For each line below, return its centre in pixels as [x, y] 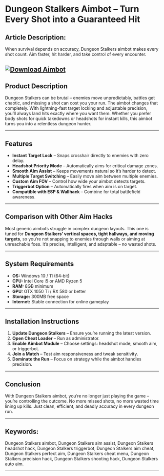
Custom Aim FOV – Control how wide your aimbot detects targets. [79, 181]
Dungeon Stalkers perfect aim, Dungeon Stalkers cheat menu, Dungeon [77, 454]
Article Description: [36, 37]
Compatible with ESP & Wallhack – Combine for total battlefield [76, 192]
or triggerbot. [26, 349]
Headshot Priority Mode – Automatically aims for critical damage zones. [85, 166]
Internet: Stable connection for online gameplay [61, 301]
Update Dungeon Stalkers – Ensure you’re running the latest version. [82, 333]
